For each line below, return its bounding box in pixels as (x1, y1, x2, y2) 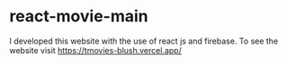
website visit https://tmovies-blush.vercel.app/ (9, 44, 182, 55)
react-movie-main (9, 6, 148, 27)
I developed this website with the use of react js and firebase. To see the (9, 36, 279, 46)
